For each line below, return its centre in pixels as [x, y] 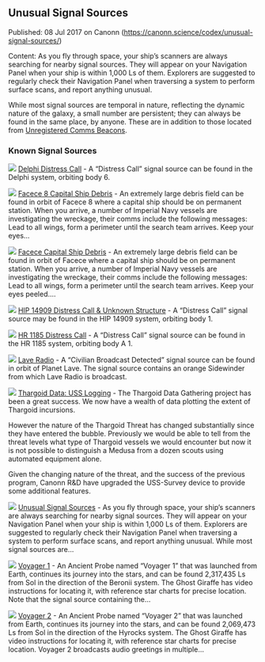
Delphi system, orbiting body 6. [59, 177]
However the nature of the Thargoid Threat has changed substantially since [131, 425]
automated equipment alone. [55, 459]
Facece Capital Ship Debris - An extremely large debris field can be [128, 252]
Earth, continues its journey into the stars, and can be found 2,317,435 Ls [127, 574]
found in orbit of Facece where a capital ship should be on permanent [122, 261]
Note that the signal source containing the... [79, 599]
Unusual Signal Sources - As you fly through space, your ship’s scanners [136, 508]
